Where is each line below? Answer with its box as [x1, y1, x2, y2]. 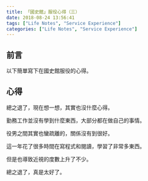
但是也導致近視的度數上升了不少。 [6, 155, 92, 163]
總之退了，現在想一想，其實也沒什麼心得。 [6, 104, 113, 111]
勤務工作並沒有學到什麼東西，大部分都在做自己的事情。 [6, 117, 145, 124]
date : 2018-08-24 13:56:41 [6, 15, 75, 21]
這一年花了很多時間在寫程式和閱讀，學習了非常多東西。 [6, 142, 145, 149]
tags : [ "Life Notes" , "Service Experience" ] [6, 20, 121, 26]
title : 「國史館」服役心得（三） [6, 9, 80, 15]
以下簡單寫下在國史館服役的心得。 [6, 67, 92, 75]
